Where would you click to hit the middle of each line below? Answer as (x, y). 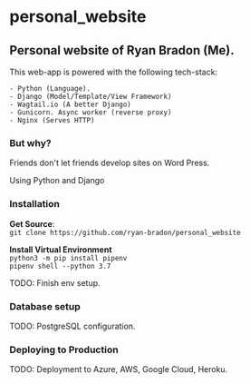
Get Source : (32, 223)
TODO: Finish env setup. (55, 282)
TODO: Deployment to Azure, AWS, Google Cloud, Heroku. (119, 369)
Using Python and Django (57, 181)
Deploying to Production (64, 350)
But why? (30, 143)
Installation (35, 204)
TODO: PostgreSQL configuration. (72, 326)
